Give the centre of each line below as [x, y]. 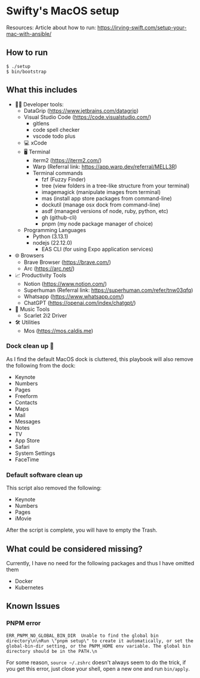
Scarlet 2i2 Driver [45, 315]
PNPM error [24, 623]
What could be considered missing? [75, 549]
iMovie [23, 519]
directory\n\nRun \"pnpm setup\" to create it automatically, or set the [100, 641]
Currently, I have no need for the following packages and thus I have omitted [100, 563]
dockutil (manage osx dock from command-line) [101, 205]
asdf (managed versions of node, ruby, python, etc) [105, 211]
